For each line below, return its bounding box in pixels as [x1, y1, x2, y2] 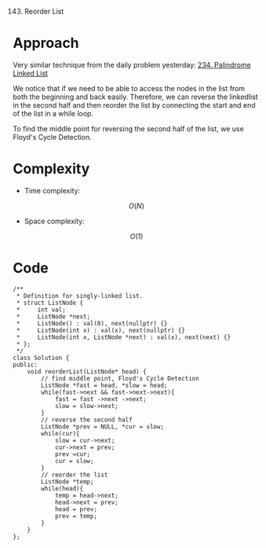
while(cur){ [41, 429, 81, 437]
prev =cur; [54, 450, 91, 458]
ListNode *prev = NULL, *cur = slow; [41, 422, 164, 431]
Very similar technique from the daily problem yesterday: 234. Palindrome [13, 60, 251, 69]
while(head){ [41, 484, 84, 492]
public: [13, 361, 38, 369]
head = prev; [54, 505, 97, 513]
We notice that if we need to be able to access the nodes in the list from [13, 83, 246, 93]
